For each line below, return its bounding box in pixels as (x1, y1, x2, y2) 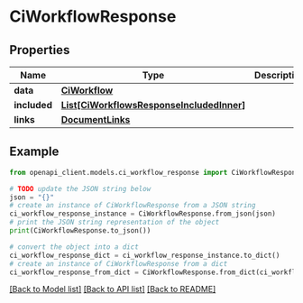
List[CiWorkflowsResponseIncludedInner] (60, 99, 246, 111)
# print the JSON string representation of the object (9, 218, 220, 227)
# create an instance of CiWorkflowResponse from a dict (9, 259, 228, 268)
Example (9, 144, 60, 160)
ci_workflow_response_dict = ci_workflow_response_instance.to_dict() (9, 251, 280, 260)
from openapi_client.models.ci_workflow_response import (9, 168, 228, 177)
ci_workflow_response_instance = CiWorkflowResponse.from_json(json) (9, 209, 277, 218)
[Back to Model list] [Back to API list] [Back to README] (9, 284, 216, 295)
